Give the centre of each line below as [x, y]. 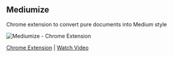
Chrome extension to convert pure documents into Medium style [87, 24]
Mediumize [28, 10]
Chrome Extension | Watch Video [47, 47]
